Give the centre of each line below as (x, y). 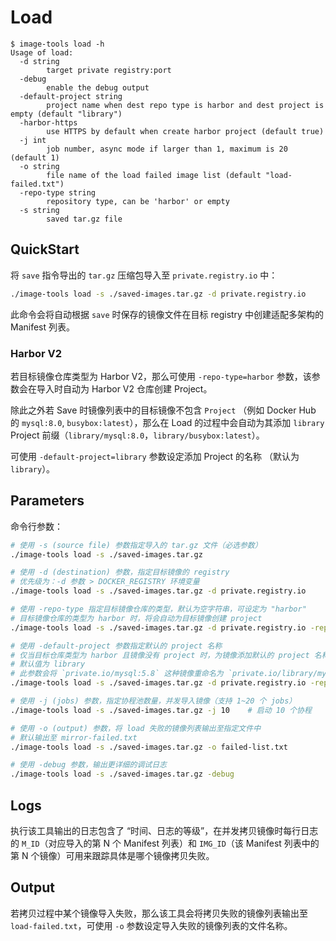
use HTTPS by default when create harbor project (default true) (185, 131)
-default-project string (71, 96)
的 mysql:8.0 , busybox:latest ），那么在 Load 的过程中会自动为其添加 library (167, 422)
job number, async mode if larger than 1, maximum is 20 (167, 149)
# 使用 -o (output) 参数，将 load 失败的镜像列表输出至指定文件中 (136, 728)
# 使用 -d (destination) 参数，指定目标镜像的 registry (120, 572)
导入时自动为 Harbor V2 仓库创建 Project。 (124, 388)
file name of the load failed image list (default (154, 175)
